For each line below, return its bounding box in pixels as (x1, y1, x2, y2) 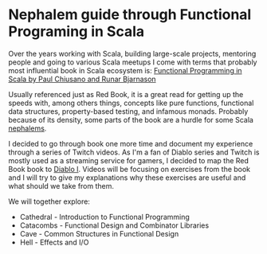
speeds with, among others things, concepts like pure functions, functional (8, 98, 254, 107)
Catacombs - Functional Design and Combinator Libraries (19, 221, 210, 230)
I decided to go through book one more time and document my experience (8, 139, 253, 148)
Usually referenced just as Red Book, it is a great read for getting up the (8, 89, 244, 99)
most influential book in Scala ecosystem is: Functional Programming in (8, 65, 242, 75)
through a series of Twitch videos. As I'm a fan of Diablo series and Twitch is (8, 147, 261, 157)
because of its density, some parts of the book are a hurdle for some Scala (8, 115, 253, 124)
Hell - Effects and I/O (19, 237, 89, 247)
